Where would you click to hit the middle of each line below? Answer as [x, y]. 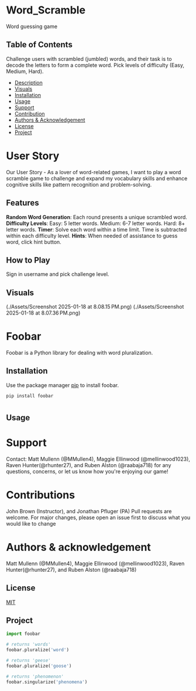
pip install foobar [30, 396]
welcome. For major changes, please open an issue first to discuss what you [98, 517]
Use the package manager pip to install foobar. [62, 385]
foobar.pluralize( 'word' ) [37, 650]
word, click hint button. [34, 242]
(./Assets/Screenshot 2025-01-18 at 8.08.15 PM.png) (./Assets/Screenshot [95, 307]
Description [28, 82]
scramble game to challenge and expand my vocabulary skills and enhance [97, 178]
